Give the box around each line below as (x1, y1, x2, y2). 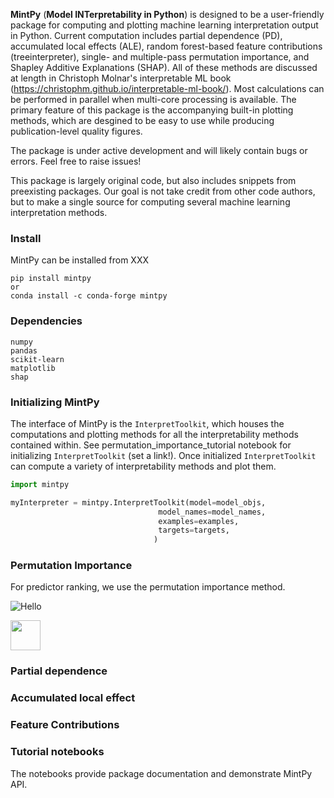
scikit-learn (10, 354, 65, 364)
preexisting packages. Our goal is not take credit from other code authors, (10, 185, 316, 197)
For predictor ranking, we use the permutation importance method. (10, 581, 286, 593)
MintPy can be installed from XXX (10, 254, 149, 266)
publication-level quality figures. (10, 125, 143, 137)
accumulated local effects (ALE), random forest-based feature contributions (10, 40, 323, 52)
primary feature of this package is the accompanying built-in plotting (10, 104, 294, 116)
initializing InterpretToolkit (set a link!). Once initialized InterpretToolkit (10, 449, 317, 461)
